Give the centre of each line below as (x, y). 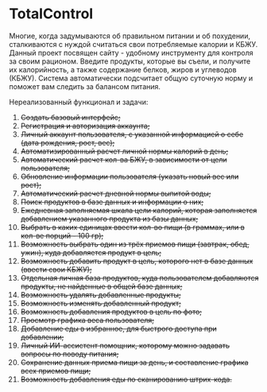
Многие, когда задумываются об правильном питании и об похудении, (130, 36)
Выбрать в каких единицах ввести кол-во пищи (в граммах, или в (132, 227)
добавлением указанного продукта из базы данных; (109, 219)
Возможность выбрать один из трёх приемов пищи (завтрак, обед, (135, 244)
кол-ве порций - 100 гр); (62, 235)
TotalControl (51, 14)
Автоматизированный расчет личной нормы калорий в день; (124, 151)
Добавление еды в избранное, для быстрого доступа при (118, 328)
